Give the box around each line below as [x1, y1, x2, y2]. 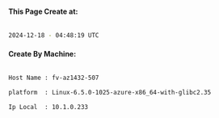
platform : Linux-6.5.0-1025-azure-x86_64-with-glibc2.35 [8, 89, 212, 97]
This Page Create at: [8, 6, 78, 16]
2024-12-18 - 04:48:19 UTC [8, 32, 99, 40]
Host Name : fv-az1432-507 [8, 74, 99, 82]
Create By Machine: [8, 48, 77, 58]
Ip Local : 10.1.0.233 [8, 103, 89, 112]
